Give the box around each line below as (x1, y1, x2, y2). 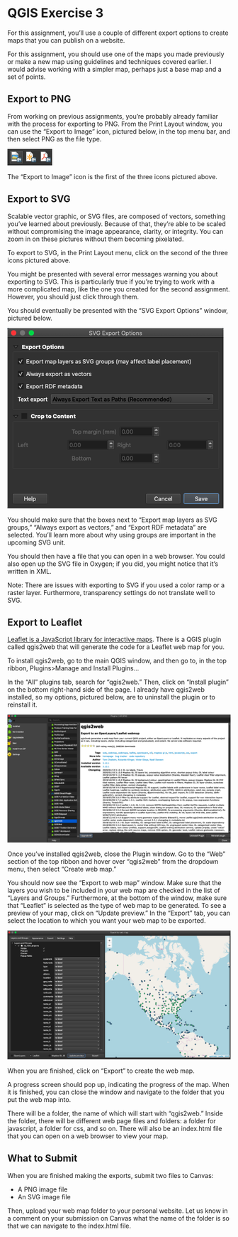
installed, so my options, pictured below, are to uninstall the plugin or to (7, 693, 216, 702)
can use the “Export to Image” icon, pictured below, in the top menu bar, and (7, 127, 230, 136)
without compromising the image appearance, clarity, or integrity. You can (7, 227, 224, 235)
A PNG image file (17, 1185, 68, 1194)
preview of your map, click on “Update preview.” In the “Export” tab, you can (7, 909, 231, 917)
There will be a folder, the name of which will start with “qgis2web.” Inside (7, 1109, 223, 1118)
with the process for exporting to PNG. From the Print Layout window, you (7, 119, 223, 128)
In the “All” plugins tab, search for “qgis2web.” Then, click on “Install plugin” (7, 678, 229, 687)
